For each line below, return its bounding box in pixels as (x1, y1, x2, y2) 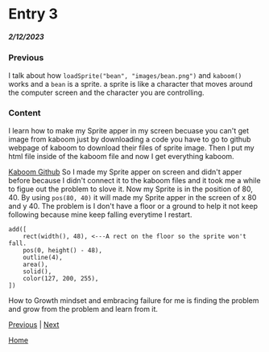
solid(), (23, 267, 52, 276)
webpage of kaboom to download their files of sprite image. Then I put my (8, 142, 255, 153)
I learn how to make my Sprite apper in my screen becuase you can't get (8, 125, 250, 135)
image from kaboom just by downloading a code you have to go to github (8, 134, 251, 144)
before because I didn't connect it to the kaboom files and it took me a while (8, 175, 261, 185)
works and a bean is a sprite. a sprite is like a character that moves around (8, 79, 254, 88)
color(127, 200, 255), (23, 274, 99, 282)
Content (8, 108, 42, 119)
